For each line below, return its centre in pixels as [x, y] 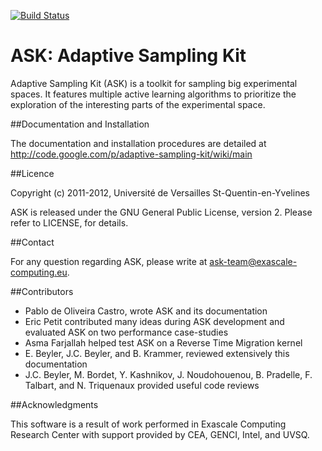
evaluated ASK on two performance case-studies [126, 332]
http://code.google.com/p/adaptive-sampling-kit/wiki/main [131, 154]
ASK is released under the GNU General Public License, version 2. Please [161, 212]
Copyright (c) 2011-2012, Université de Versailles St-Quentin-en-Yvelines [160, 192]
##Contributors [42, 291]
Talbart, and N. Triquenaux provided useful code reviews [142, 385]
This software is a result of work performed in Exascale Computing [148, 424]
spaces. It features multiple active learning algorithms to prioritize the [153, 94]
